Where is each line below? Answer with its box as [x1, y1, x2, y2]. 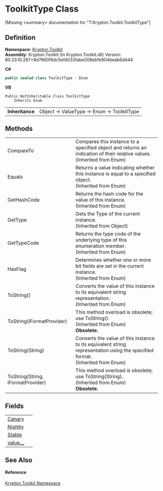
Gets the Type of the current [75, 210, 140, 217]
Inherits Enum [14, 98, 42, 103]
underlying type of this [75, 237, 127, 243]
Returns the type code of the [75, 231, 141, 237]
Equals [7, 173, 23, 180]
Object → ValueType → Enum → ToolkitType [39, 108, 139, 115]
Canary [7, 416, 24, 423]
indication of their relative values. [75, 151, 151, 157]
